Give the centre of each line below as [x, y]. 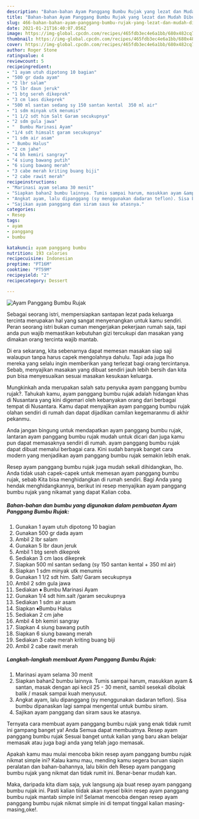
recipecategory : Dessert [37, 281]
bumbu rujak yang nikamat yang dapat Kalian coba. [69, 492]
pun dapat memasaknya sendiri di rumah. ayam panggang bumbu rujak [93, 443]
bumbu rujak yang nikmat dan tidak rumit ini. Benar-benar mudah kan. [92, 773]
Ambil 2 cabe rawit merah [47, 646]
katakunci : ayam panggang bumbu [46, 248]
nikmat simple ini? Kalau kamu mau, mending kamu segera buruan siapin [95, 760]
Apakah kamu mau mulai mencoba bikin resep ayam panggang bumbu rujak [99, 754]
